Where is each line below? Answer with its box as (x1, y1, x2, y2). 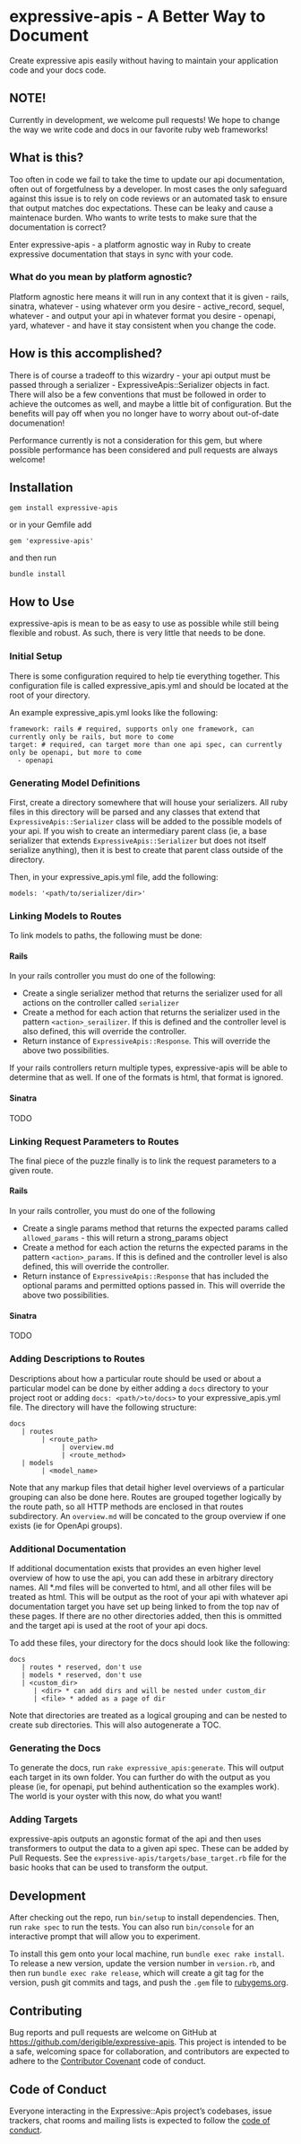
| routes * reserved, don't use (21, 1663, 142, 1672)
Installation (9, 480, 73, 496)
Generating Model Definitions (9, 777, 141, 789)
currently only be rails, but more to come (9, 732, 175, 742)
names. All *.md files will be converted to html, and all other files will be (9, 1582, 271, 1593)
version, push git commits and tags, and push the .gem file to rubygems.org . (9, 1977, 289, 1988)
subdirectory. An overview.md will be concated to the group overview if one (9, 1510, 287, 1521)
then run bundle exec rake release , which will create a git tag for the (9, 1968, 264, 1979)
